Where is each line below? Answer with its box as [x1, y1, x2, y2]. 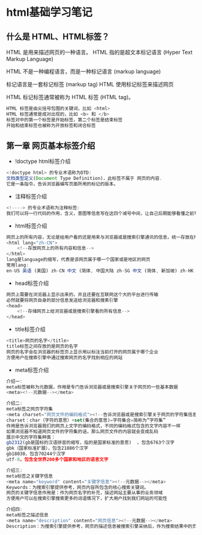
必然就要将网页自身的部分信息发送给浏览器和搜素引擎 [6, 297, 118, 303]
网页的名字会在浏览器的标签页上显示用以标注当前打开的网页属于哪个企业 [6, 348, 159, 355]
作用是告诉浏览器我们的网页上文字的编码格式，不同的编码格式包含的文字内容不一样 [6, 423, 181, 429]
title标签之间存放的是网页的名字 [6, 344, 78, 350]
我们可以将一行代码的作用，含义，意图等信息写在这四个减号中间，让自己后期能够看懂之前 [6, 210, 194, 216]
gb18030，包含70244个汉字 [6, 451, 66, 457]
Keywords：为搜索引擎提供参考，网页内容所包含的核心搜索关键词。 [6, 484, 149, 490]
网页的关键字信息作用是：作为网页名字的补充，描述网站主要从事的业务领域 [6, 490, 164, 496]
